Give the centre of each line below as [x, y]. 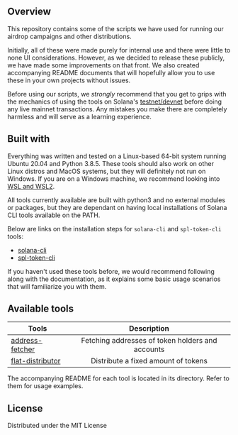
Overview [29, 12]
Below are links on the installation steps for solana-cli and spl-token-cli [114, 228]
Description [149, 329]
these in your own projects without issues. [69, 80]
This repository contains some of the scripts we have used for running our [116, 28]
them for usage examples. [45, 386]
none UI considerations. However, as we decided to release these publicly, [116, 57]
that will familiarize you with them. [57, 286]
